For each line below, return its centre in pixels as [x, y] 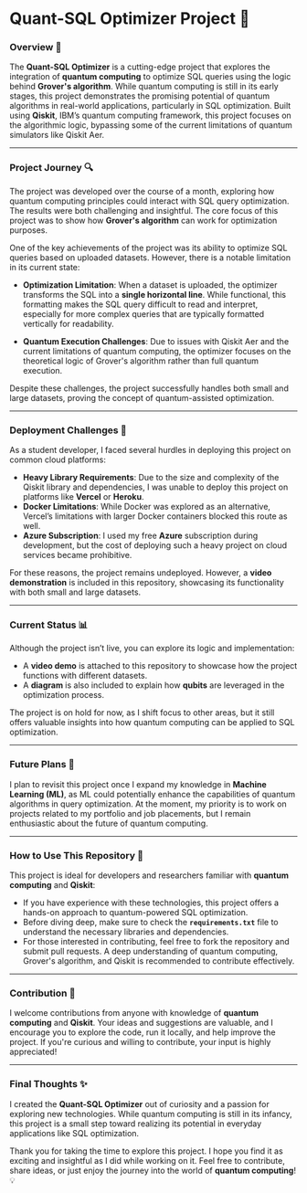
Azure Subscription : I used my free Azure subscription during [140, 536]
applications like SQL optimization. [74, 1133]
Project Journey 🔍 [52, 168]
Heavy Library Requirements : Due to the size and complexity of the [151, 478]
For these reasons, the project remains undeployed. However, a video [141, 573]
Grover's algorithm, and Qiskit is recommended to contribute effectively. [159, 961]
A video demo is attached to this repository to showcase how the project [160, 666]
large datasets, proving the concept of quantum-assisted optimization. [142, 397]
